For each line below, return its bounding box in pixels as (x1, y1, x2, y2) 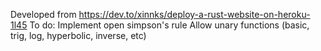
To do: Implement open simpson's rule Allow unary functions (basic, (29, 19, 310, 31)
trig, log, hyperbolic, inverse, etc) (10, 30, 147, 41)
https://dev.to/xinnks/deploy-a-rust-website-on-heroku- (78, 9, 311, 20)
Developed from (10, 9, 77, 20)
